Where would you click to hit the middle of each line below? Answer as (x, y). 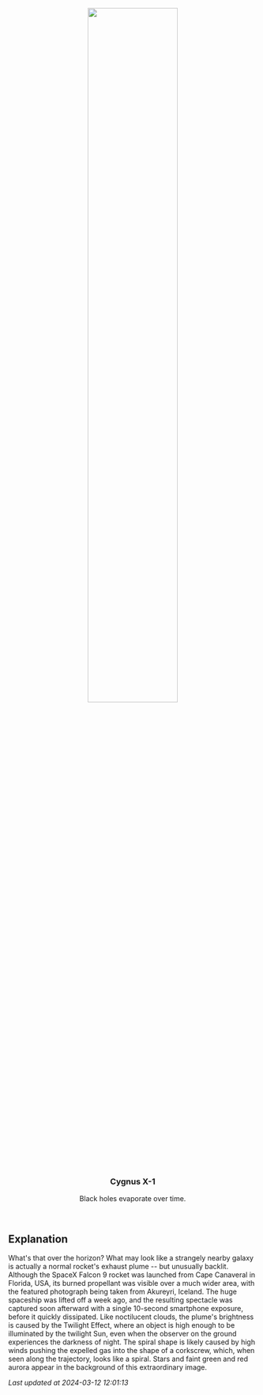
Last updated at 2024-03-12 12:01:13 (68, 1383)
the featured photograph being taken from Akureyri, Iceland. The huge (122, 1292)
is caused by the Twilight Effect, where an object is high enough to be (122, 1325)
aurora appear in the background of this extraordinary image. (108, 1367)
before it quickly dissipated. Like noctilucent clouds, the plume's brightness (131, 1317)
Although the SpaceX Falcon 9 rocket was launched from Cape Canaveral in (132, 1275)
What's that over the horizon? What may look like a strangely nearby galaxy (131, 1258)
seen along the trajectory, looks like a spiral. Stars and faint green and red (128, 1359)
